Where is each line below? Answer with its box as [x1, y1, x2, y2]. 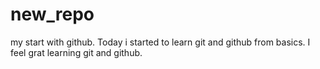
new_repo [10, 3, 95, 26]
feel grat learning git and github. [10, 46, 143, 58]
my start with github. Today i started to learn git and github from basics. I [10, 36, 311, 48]
